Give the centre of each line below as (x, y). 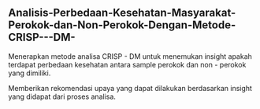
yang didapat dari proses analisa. (62, 96)
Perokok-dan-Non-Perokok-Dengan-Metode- (122, 25)
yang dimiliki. (30, 73)
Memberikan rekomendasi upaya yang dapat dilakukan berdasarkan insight (130, 88)
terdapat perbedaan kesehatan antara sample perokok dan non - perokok (127, 64)
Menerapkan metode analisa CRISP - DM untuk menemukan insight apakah (130, 56)
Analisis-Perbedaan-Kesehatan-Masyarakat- (122, 13)
